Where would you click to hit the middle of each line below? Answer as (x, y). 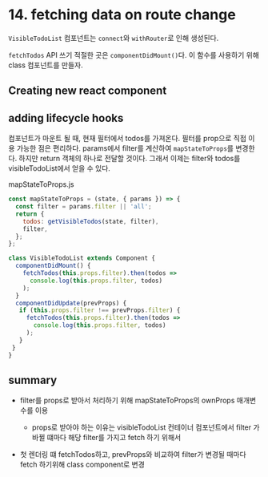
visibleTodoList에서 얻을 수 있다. (59, 168)
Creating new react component (88, 91)
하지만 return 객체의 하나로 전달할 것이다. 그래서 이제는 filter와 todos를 (130, 159)
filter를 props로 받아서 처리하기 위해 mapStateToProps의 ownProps (127, 400)
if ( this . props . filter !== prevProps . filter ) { (100, 310)
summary (33, 380)
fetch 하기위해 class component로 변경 (82, 465)
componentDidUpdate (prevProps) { (71, 303)
